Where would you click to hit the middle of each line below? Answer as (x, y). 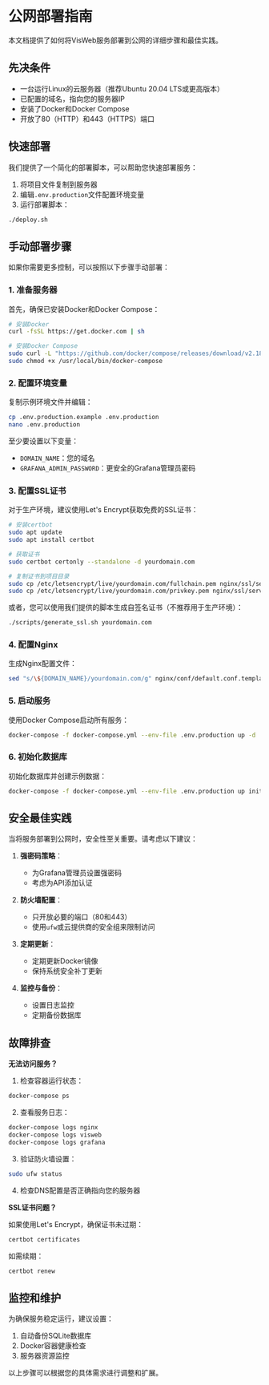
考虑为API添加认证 (62, 883)
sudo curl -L (30, 353)
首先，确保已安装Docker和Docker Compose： (84, 309)
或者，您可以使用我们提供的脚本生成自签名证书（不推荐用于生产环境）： (126, 608)
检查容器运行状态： (52, 1081)
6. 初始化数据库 (38, 757)
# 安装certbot (31, 525)
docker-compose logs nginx (53, 1128)
